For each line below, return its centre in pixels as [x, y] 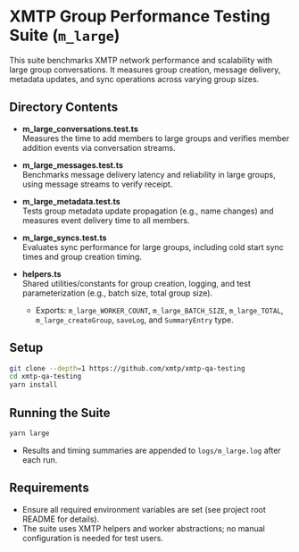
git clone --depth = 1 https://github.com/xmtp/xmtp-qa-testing [127, 368]
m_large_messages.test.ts [72, 165]
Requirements [49, 488]
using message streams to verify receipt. [97, 184]
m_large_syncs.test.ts [64, 238]
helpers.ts [42, 273]
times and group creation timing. [82, 256]
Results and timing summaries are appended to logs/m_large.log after [151, 450]
